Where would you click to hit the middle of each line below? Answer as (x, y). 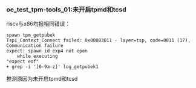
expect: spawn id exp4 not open (47, 51)
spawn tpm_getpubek (31, 35)
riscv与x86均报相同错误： (38, 24)
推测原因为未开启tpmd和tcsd (42, 79)
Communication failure (35, 46)
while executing (38, 56)
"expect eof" (23, 61)
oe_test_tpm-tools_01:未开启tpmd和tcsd (66, 9)
